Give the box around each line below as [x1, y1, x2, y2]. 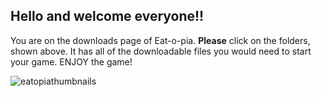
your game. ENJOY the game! [10, 55, 133, 68]
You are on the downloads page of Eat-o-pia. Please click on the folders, [10, 34, 311, 46]
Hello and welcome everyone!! [10, 8, 205, 25]
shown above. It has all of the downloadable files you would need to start [10, 45, 312, 57]
